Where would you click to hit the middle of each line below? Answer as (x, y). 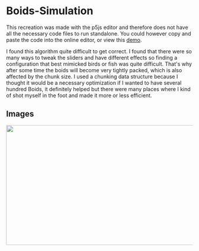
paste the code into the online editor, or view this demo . (74, 40)
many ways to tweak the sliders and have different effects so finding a (92, 57)
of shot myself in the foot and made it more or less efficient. (79, 95)
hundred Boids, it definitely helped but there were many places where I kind (98, 89)
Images (20, 114)
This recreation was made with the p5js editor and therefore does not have (97, 27)
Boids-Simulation (50, 11)
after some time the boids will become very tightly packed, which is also (94, 70)
